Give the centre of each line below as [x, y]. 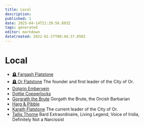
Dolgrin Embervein [31, 88]
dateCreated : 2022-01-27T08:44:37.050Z [45, 37]
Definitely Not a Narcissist [38, 119]
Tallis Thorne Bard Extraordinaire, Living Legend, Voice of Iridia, [76, 114]
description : [18, 14]
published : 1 [18, 18]
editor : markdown [23, 32]
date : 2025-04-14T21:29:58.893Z [38, 23]
